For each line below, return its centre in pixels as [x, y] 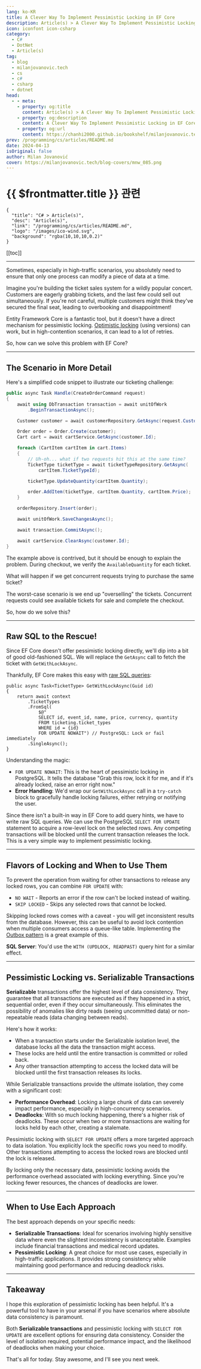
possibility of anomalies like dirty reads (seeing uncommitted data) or [92, 1011]
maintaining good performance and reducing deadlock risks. [89, 1265]
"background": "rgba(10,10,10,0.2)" [57, 237]
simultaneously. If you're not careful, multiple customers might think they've [100, 301]
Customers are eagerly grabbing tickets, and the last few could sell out [93, 295]
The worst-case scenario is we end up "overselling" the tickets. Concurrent [99, 594]
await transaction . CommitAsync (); [60, 530]
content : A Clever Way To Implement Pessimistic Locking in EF [103, 124]
